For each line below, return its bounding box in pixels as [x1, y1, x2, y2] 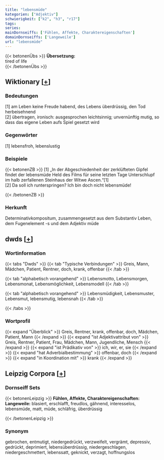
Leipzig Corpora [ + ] [5, 369, 66, 378]
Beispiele [5, 155, 28, 162]
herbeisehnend [5, 109, 36, 115]
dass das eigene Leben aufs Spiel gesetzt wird [5, 119, 100, 125]
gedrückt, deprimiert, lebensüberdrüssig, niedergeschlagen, [5, 444, 127, 450]
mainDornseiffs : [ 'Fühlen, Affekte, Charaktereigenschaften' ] [5, 30, 135, 35]
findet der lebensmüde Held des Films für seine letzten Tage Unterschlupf [5, 172, 155, 178]
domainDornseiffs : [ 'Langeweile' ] [5, 35, 76, 40]
